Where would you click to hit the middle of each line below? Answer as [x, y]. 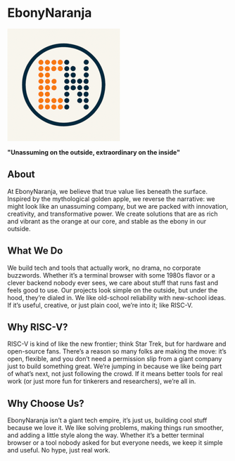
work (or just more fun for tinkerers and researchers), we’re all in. [102, 382]
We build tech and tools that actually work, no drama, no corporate [104, 268]
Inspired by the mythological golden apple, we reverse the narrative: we [111, 199]
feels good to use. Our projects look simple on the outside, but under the [113, 290]
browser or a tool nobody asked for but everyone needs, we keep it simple [115, 443]
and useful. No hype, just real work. [59, 450]
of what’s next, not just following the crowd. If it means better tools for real [115, 374]
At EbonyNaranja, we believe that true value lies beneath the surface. [107, 191]
